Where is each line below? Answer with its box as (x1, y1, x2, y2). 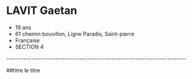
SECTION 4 (15, 43, 44, 50)
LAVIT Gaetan (6, 4, 78, 18)
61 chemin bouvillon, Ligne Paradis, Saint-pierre (15, 30, 134, 37)
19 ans (15, 24, 31, 31)
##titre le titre (6, 66, 41, 74)
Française (15, 36, 40, 44)
